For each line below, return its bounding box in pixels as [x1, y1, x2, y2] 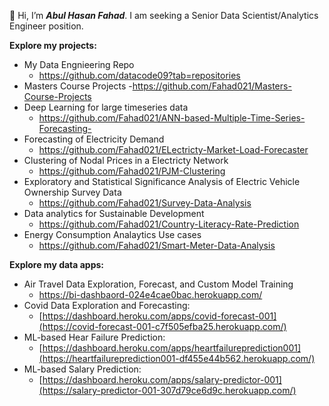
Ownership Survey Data [23, 186, 122, 198]
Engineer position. [9, 20, 84, 32]
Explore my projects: [9, 40, 97, 51]
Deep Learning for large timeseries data [23, 101, 189, 113]
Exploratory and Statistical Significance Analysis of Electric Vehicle [23, 176, 301, 187]
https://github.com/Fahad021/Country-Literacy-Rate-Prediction [38, 218, 300, 230]
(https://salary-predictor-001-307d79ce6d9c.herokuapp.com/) [38, 385, 297, 396]
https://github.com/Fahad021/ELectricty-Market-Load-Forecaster [38, 144, 309, 155]
